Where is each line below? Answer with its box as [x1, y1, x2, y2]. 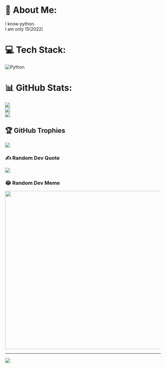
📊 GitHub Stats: [5, 82, 73, 93]
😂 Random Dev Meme [5, 179, 60, 186]
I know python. [5, 21, 36, 27]
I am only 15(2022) [5, 26, 43, 32]
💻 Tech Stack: [5, 44, 66, 56]
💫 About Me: [5, 4, 57, 16]
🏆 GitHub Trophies [5, 126, 66, 135]
